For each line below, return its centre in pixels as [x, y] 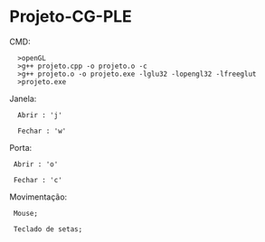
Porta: [21, 147]
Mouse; [26, 213]
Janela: [23, 98]
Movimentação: [38, 197]
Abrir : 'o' [36, 164]
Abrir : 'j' [40, 115]
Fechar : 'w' [42, 131]
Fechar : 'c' [38, 180]
